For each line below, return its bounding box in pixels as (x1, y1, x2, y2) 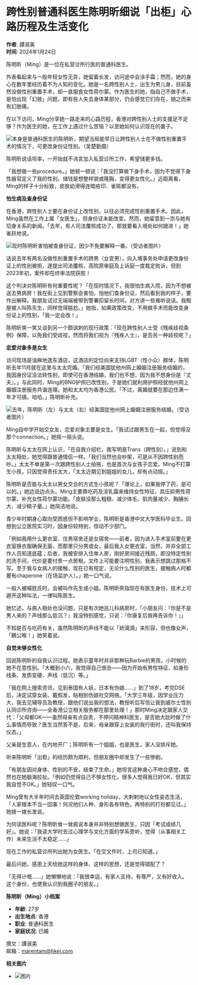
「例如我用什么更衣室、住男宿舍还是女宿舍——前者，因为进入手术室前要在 (6, 535, 186, 542)
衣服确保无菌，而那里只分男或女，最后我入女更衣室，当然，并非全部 (21, 542, 186, 549)
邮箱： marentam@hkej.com (6, 947, 73, 954)
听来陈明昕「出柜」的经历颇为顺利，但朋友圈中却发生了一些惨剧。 (6, 753, 166, 760)
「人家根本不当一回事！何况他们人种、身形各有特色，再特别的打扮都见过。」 (6, 800, 189, 807)
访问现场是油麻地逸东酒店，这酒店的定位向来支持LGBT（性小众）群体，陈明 (6, 356, 189, 364)
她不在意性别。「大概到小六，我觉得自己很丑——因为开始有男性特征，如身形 (6, 664, 189, 671)
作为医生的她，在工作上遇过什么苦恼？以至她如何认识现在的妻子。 (16, 122, 176, 130)
